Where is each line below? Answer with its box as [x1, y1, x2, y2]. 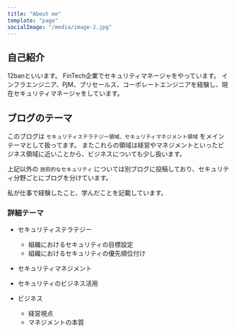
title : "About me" [7, 10, 61, 18]
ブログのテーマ [7, 112, 73, 124]
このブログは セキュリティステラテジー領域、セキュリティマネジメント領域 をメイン [7, 132, 225, 140]
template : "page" [7, 17, 59, 24]
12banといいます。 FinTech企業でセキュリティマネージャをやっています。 [7, 71, 220, 80]
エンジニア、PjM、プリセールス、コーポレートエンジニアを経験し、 [25, 81, 223, 89]
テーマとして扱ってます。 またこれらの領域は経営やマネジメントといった [7, 141, 218, 149]
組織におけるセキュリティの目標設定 [28, 240, 134, 249]
